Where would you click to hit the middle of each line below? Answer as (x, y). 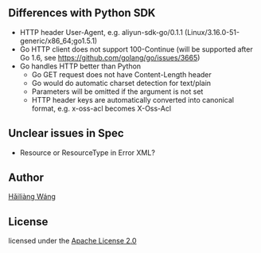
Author (26, 178)
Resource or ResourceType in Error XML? (87, 152)
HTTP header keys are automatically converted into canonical (133, 99)
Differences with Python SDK (82, 13)
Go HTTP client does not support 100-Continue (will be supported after (136, 49)
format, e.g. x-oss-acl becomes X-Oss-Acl (101, 108)
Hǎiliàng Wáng (32, 197)
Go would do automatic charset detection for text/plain (121, 83)
